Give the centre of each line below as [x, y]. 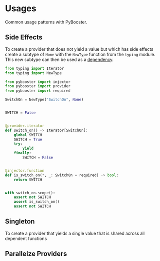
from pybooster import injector [38, 82]
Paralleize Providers [36, 254]
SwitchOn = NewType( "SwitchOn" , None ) [44, 100]
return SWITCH [28, 180]
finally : [23, 153]
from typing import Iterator [35, 68]
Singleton [20, 222]
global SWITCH [28, 135]
